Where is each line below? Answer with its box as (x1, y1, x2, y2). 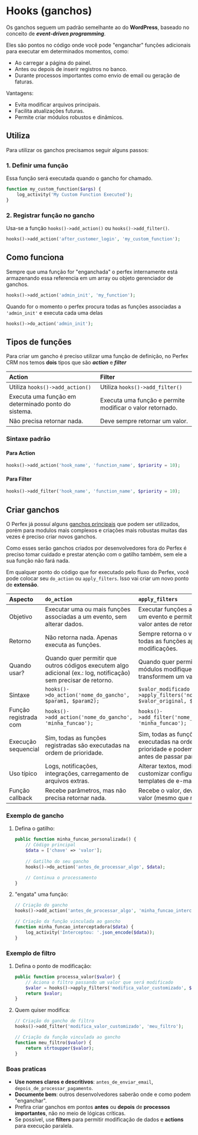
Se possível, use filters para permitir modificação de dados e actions (14, 1115, 184, 1123)
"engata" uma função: (14, 891, 69, 898)
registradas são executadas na (45, 741, 130, 750)
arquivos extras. (45, 777, 90, 785)
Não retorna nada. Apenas (45, 633, 118, 641)
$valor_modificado (138, 686, 190, 693)
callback (9, 794, 32, 802)
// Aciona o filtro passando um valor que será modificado (25, 979, 174, 985)
